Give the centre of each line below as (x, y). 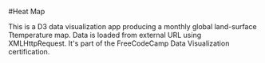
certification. (29, 52)
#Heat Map (27, 11)
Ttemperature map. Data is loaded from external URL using (105, 35)
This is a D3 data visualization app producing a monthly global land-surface (132, 26)
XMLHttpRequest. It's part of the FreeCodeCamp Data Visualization (119, 43)
